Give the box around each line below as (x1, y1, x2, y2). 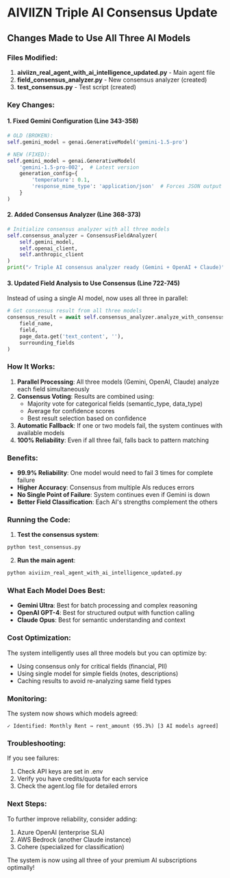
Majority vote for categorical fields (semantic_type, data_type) (27, 400, 203, 408)
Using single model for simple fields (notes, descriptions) (16, 669, 179, 678)
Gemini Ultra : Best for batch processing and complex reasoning (16, 601, 198, 610)
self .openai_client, (19, 245, 78, 252)
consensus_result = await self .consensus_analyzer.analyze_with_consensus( (7, 314, 228, 321)
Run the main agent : (16, 556, 76, 564)
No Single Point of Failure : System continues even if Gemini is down (16, 491, 210, 498)
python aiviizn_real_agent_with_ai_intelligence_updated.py (7, 570, 183, 577)
